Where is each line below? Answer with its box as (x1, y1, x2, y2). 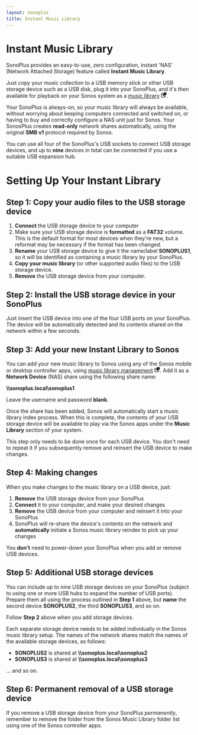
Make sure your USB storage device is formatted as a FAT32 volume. (14, 229, 184, 236)
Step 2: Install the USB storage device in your (6, 290, 176, 300)
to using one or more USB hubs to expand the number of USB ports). (6, 589, 174, 596)
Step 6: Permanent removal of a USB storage (6, 684, 174, 694)
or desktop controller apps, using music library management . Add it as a (6, 367, 189, 374)
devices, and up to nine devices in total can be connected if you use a (6, 147, 177, 154)
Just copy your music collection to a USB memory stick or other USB (6, 79, 174, 86)
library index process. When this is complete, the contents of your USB (6, 414, 179, 421)
